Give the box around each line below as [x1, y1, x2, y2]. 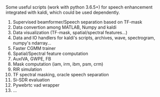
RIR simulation [12, 66, 42, 72]
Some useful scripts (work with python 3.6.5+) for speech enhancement [5, 4, 153, 10]
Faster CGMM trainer [12, 46, 56, 51]
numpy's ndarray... [12, 40, 52, 46]
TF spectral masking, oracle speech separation [12, 72, 109, 77]
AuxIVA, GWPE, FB [12, 56, 52, 61]
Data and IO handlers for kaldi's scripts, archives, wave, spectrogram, [12, 35, 156, 41]
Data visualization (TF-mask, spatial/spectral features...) [12, 30, 128, 35]
